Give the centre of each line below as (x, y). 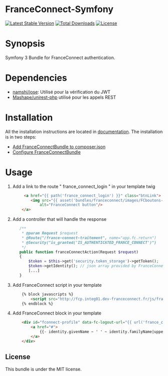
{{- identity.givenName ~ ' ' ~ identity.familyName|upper (102, 332)
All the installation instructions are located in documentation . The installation (84, 132)
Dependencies (36, 78)
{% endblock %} (38, 303)
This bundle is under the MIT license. (43, 369)
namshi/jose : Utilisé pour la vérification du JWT (61, 92)
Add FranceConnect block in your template (57, 313)
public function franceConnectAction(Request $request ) (79, 252)
